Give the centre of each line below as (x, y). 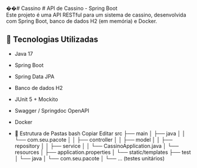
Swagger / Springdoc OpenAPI (52, 110)
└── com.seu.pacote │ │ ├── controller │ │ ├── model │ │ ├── (94, 139)
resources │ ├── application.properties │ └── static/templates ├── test (103, 152)
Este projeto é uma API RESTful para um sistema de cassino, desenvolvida (96, 15)
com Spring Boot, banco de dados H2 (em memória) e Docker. (82, 21)
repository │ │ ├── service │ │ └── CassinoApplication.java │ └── (97, 146)
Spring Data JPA (34, 76)
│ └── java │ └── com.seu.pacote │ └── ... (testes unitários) (89, 158)
